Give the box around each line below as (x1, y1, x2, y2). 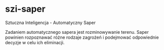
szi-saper (5, 3, 46, 15)
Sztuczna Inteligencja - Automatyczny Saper (5, 20, 96, 25)
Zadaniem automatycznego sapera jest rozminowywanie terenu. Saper (5, 29, 149, 35)
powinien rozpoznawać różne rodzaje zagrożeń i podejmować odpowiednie (5, 34, 159, 40)
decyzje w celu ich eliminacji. (5, 39, 65, 45)
